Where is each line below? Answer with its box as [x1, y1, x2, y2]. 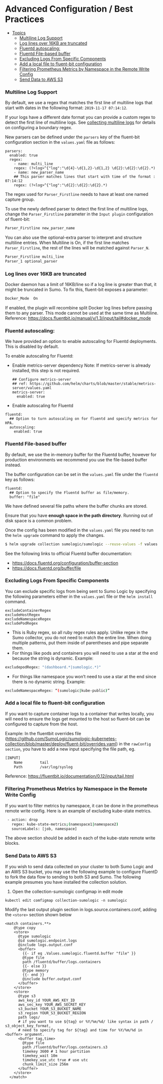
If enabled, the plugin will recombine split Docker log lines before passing [5, 305, 152, 311]
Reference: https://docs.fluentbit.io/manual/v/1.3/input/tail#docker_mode [5, 315, 151, 321]
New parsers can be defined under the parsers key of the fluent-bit [5, 134, 140, 140]
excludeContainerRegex [5, 608, 51, 613]
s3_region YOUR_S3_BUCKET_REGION [18, 1010, 86, 1015]
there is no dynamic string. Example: [12, 679, 86, 685]
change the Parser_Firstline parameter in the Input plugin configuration [5, 211, 153, 217]
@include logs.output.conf [18, 942, 73, 947]
